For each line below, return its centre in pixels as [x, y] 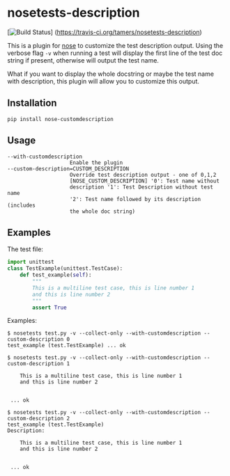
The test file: [25, 249]
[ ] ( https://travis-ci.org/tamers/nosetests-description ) [105, 32]
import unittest [31, 262]
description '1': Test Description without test [141, 187]
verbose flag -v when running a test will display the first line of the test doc [115, 53]
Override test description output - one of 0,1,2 [143, 175]
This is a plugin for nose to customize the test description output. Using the [115, 45]
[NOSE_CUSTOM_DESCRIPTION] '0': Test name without [144, 181]
